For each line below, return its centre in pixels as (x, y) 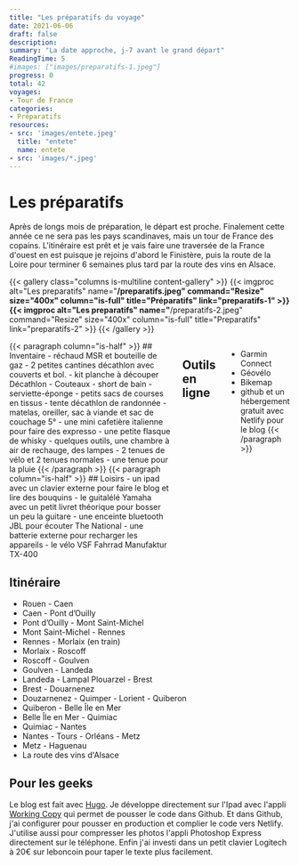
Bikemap (256, 383)
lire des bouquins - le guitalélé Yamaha (81, 498)
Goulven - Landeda (57, 670)
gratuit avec (262, 411)
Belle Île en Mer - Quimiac (69, 717)
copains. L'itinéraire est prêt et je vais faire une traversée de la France (137, 246)
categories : (31, 109)
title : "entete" (47, 142)
